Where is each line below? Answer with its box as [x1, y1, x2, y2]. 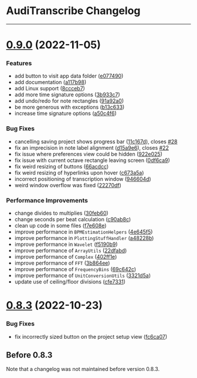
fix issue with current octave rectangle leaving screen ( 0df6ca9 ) [14, 157, 170, 164]
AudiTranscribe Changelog [6, 4, 141, 18]
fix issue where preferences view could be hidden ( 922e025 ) [14, 150, 163, 157]
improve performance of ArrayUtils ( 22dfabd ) [14, 247, 127, 254]
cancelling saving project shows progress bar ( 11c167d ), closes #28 [14, 138, 178, 145]
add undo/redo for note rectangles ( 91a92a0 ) [14, 97, 124, 104]
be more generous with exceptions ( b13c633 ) [14, 104, 125, 111]
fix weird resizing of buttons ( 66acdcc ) [14, 163, 109, 170]
